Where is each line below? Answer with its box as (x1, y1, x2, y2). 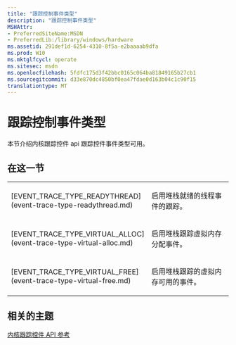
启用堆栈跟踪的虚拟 (151, 267, 216, 276)
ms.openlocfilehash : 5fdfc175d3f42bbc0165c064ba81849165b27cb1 (7, 69, 197, 76)
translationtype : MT (7, 82, 68, 89)
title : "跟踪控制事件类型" (7, 10, 78, 18)
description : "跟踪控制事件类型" (7, 17, 97, 24)
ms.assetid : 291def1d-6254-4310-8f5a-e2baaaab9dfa (7, 43, 159, 50)
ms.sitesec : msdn (7, 63, 58, 70)
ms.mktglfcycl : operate (7, 56, 77, 63)
